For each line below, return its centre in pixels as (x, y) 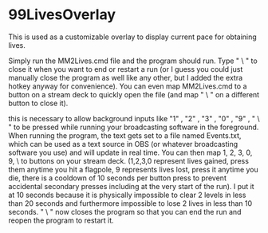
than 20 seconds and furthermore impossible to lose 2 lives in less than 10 (130, 203)
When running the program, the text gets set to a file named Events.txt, (125, 135)
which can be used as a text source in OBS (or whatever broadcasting (123, 144)
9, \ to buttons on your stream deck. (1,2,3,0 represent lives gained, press (129, 160)
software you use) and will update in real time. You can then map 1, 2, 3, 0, (130, 152)
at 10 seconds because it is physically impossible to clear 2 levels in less (127, 195)
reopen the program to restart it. (61, 220)
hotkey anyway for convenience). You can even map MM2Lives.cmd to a (128, 86)
